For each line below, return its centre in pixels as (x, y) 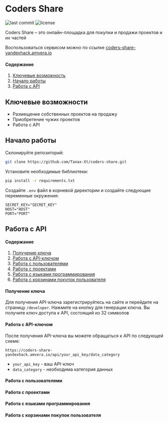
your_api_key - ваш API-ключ (43, 364)
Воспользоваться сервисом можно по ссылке (55, 47)
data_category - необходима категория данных (63, 369)
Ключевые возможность (39, 75)
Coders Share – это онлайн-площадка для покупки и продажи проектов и (84, 32)
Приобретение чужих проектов (46, 119)
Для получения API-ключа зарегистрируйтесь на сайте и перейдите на (82, 302)
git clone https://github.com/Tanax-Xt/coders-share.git (66, 162)
